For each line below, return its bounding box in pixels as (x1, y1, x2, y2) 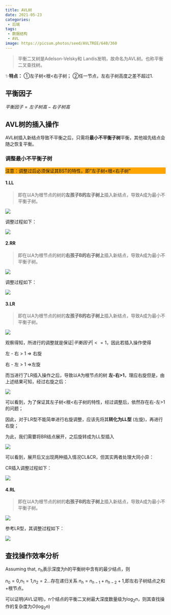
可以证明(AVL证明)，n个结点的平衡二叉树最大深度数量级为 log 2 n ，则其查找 (5, 596, 160, 603)
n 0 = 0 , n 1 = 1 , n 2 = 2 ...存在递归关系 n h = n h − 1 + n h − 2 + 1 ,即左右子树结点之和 (5, 578, 165, 585)
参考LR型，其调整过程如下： (5, 525, 65, 532)
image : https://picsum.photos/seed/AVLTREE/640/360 (5, 41, 117, 46)
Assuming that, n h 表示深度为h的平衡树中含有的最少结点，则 (5, 566, 130, 574)
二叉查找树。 (17, 62, 45, 68)
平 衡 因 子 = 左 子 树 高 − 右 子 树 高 (5, 103, 70, 110)
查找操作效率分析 (5, 551, 59, 560)
